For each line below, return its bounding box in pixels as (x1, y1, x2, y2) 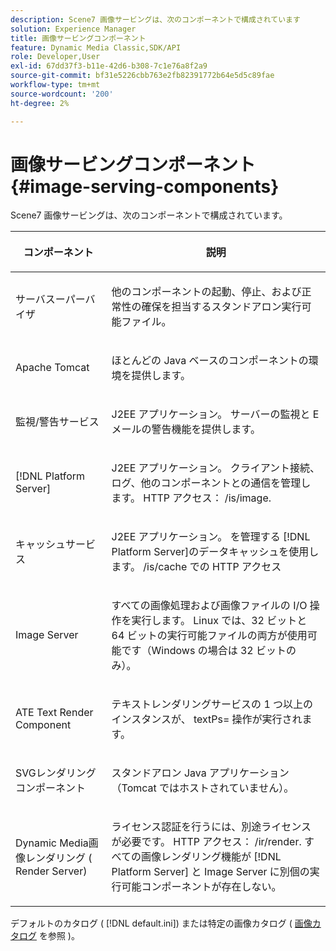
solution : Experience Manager (10, 24, 137, 34)
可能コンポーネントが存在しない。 (121, 880, 282, 894)
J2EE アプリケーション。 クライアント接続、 (111, 461, 321, 475)
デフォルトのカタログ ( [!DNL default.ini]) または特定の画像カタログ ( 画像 (10, 917, 313, 930)
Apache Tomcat (15, 361, 90, 375)
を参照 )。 (38, 930, 80, 942)
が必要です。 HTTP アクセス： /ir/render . (111, 835, 302, 849)
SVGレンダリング (15, 766, 97, 780)
